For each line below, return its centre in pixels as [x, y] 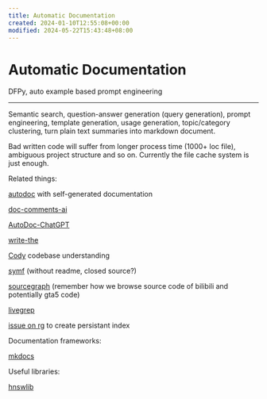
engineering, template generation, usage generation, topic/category [119, 123]
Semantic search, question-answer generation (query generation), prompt [130, 114]
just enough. [29, 163]
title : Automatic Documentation [62, 15]
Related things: [33, 178]
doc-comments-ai [38, 209]
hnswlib [21, 387]
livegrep [21, 310]
